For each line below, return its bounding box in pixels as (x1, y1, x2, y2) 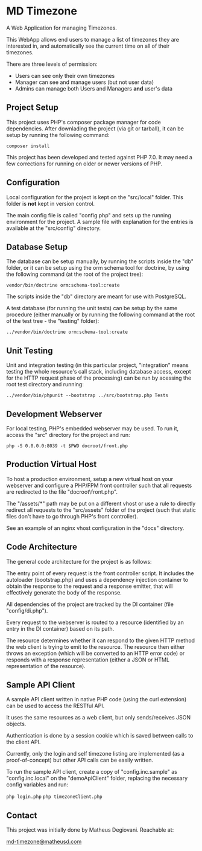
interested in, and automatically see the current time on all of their (6, 42, 170, 49)
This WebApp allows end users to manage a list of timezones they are (6, 36, 180, 43)
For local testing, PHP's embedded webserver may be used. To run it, (6, 425, 179, 432)
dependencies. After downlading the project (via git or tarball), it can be (6, 125, 184, 132)
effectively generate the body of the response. (6, 588, 122, 596)
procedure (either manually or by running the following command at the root (6, 311, 195, 318)
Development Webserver (6, 409, 103, 419)
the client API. (6, 738, 41, 746)
